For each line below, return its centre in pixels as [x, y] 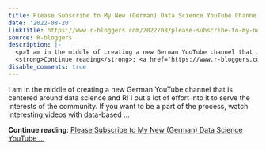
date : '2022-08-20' [40, 23]
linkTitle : [26, 30]
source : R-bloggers [40, 37]
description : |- [35, 45]
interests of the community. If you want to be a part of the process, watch [128, 106]
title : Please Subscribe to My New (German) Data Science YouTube [120, 15]
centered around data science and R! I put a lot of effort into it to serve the [129, 97]
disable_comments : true [47, 67]
